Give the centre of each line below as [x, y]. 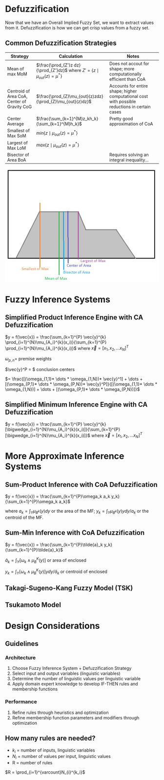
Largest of [17, 142]
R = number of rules [32, 763]
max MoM [17, 74]
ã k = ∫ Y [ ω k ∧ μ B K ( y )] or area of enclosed [46, 560]
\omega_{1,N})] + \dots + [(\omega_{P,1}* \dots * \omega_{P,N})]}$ [72, 389]
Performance [21, 702]
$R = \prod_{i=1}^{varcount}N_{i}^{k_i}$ [45, 772]
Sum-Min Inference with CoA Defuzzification [75, 533]
